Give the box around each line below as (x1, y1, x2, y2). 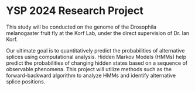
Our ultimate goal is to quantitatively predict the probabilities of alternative (6, 47, 185, 54)
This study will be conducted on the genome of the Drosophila (6, 23, 157, 30)
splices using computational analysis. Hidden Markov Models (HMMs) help (6, 53, 187, 60)
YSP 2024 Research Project (6, 4, 143, 17)
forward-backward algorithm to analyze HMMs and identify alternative (6, 72, 176, 79)
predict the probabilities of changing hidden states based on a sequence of (6, 60, 188, 66)
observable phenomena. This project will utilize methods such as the (6, 65, 172, 72)
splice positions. (6, 78, 46, 85)
